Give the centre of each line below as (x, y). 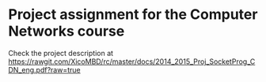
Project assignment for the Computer (133, 15)
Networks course (66, 31)
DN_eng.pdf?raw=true (44, 69)
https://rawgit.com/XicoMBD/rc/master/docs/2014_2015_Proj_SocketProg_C (132, 61)
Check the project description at (61, 53)
